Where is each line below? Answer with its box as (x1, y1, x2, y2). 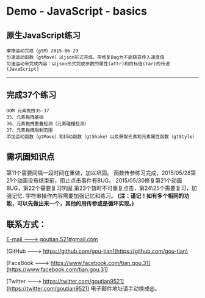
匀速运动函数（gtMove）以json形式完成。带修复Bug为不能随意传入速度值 (6, 54, 165, 60)
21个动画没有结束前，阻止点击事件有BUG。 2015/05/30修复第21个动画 (6, 176, 182, 184)
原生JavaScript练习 (6, 30, 81, 40)
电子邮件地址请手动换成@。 (90, 285, 160, 293)
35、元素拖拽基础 (6, 114, 44, 120)
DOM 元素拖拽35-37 (6, 107, 49, 114)
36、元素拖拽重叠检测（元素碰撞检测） (6, 120, 90, 126)
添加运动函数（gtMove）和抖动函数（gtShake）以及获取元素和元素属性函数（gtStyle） (6, 133, 197, 140)
